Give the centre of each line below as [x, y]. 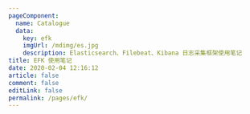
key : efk [37, 38]
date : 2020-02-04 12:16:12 [53, 68]
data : [25, 31]
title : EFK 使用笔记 [40, 61]
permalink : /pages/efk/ [48, 98]
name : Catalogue [43, 23]
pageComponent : [34, 16]
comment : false [34, 83]
